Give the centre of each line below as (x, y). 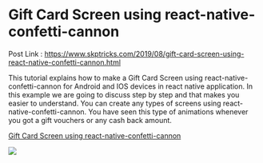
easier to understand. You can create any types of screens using (115, 103)
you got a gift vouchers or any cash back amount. (90, 120)
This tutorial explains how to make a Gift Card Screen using (106, 78)
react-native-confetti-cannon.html (65, 62)
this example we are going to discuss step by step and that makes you (124, 94)
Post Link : (26, 54)
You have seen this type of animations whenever (168, 111)
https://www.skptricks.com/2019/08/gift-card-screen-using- (144, 54)
